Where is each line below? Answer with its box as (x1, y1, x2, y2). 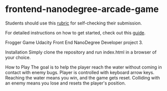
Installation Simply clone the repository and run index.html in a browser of (5, 49, 157, 55)
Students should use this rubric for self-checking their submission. (5, 20, 142, 26)
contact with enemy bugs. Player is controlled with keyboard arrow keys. (5, 69, 155, 75)
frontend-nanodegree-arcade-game (5, 3, 159, 15)
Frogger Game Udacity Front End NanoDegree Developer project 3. (5, 39, 143, 45)
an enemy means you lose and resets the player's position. (5, 80, 126, 86)
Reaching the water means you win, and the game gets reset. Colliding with (5, 74, 161, 80)
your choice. (5, 54, 31, 60)
